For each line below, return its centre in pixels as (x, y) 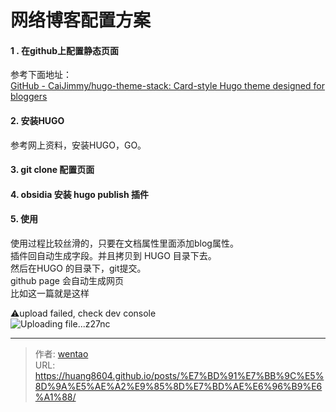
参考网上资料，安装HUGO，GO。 (78, 145)
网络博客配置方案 (81, 20)
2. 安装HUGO (37, 120)
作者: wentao (61, 353)
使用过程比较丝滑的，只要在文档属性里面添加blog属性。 (124, 243)
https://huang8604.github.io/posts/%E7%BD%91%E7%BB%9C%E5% (179, 375)
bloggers (29, 97)
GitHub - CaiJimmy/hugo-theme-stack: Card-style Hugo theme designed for (167, 86)
